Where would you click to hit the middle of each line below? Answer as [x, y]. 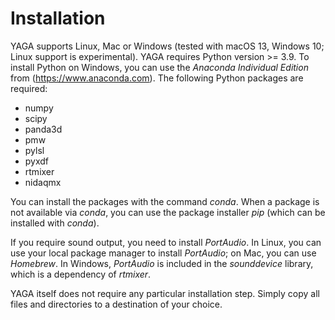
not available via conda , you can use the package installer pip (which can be [168, 212]
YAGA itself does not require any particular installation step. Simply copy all [165, 293]
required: [29, 88]
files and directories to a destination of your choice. [116, 304]
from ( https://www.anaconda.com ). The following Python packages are [157, 78]
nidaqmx [43, 182]
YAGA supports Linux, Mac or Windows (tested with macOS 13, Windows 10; [167, 46]
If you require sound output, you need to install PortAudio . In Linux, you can [166, 242]
